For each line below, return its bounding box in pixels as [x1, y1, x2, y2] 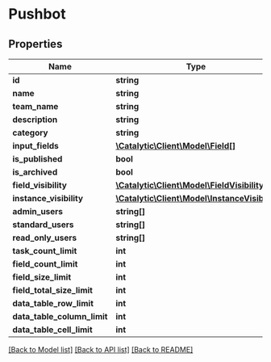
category [12, 127, 48, 138]
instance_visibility [12, 193, 83, 204]
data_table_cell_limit [12, 324, 93, 335]
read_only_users [12, 232, 77, 243]
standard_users [12, 219, 74, 230]
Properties [8, 37, 63, 51]
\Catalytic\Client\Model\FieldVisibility [115, 179, 265, 191]
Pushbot [8, 5, 66, 23]
